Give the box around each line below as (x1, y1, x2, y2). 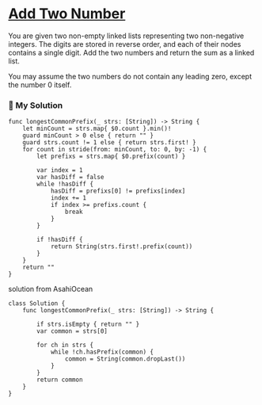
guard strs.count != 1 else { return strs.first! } (22, 139, 196, 147)
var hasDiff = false (36, 174, 104, 181)
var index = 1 (36, 166, 83, 174)
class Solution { (8, 300, 66, 308)
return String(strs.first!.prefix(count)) (50, 243, 193, 250)
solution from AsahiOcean (8, 285, 93, 294)
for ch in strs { (36, 342, 93, 350)
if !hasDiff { (36, 235, 83, 244)
